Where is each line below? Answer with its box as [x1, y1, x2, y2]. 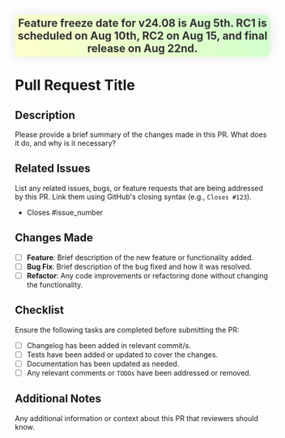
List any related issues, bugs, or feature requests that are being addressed [15, 183, 264, 193]
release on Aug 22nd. [87, 42, 198, 55]
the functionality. [26, 279, 83, 289]
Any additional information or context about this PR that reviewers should [15, 413, 259, 423]
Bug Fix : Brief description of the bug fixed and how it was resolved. [26, 262, 252, 271]
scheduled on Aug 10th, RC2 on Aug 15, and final [17, 29, 268, 42]
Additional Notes [15, 392, 102, 406]
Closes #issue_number [26, 207, 104, 217]
